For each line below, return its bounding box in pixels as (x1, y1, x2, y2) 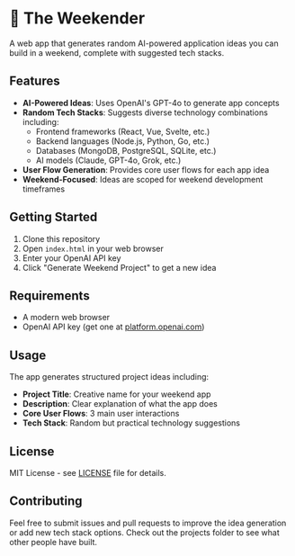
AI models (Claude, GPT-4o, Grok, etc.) (35, 155, 182, 166)
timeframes (22, 184, 66, 194)
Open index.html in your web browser (22, 243, 164, 254)
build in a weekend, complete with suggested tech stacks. (9, 47, 225, 58)
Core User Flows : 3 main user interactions (22, 408, 180, 419)
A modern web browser (22, 312, 111, 323)
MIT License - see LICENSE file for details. (9, 468, 166, 478)
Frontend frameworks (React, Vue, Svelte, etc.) (35, 126, 210, 137)
